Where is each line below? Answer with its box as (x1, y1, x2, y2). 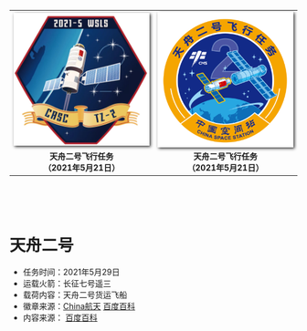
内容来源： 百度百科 (22, 312, 98, 324)
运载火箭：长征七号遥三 (22, 278, 111, 289)
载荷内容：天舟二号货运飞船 (22, 289, 128, 301)
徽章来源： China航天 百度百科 (22, 301, 135, 312)
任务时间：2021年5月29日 (22, 266, 121, 278)
